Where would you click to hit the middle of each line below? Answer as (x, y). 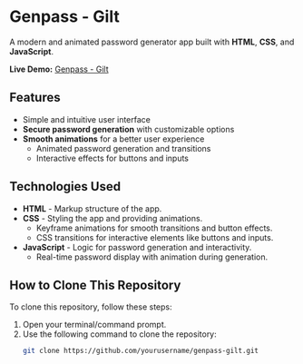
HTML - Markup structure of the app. (92, 208)
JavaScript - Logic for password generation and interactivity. (137, 247)
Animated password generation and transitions (123, 148)
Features (35, 98)
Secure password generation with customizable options (128, 129)
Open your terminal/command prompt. (94, 325)
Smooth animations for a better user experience (113, 139)
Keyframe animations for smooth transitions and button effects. (154, 228)
